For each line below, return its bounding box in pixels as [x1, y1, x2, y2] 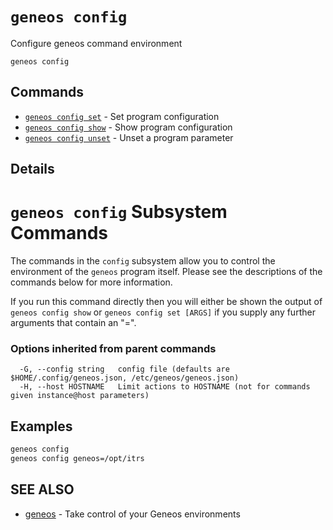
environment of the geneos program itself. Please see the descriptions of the [10, 266, 323, 278]
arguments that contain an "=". [10, 317, 137, 329]
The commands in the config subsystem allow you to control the [10, 255, 276, 267]
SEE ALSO [10, 481, 75, 498]
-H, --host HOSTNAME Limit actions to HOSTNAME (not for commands [19, 382, 311, 392]
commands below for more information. [10, 276, 173, 288]
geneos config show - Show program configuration [24, 121, 233, 133]
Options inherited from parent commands [10, 342, 217, 355]
